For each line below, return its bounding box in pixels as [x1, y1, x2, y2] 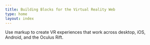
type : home [5, 12, 28, 16]
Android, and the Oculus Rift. [5, 34, 64, 40]
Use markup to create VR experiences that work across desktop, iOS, [5, 30, 146, 35]
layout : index [5, 16, 34, 21]
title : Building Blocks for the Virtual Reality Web [5, 7, 116, 12]
